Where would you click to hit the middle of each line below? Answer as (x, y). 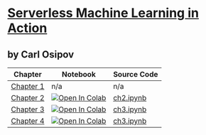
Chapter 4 (28, 121)
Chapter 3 (28, 109)
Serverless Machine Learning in (103, 13)
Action (27, 28)
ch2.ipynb (130, 98)
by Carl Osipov (41, 54)
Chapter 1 (28, 86)
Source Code (136, 74)
